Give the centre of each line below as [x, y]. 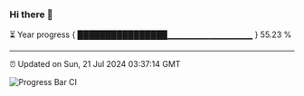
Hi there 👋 [32, 14]
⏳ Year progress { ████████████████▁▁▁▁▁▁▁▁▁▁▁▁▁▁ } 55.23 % [151, 34]
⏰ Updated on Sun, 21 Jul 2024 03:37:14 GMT [95, 64]
